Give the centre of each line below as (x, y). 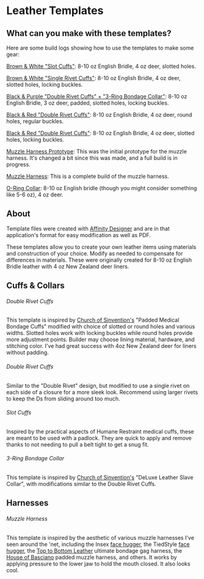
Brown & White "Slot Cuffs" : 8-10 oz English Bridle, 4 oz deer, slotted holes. (101, 66)
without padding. (27, 353)
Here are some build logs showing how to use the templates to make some (100, 48)
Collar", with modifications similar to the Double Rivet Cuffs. (82, 484)
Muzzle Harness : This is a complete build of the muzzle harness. (88, 176)
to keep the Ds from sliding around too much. (63, 399)
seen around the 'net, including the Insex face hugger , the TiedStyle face (98, 544)
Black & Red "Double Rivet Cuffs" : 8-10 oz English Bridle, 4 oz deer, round (99, 115)
